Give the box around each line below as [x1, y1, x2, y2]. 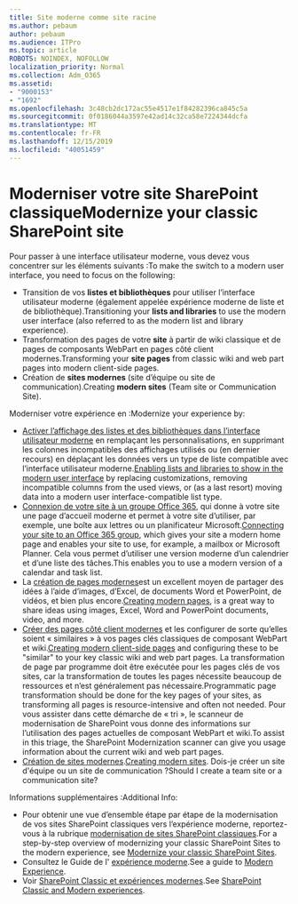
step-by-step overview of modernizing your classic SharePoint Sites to [21, 837, 281, 848]
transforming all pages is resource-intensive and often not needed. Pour [21, 699, 286, 709]
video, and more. [21, 614, 84, 625]
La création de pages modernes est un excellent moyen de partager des [21, 576, 284, 587]
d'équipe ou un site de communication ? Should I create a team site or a [21, 765, 282, 776]
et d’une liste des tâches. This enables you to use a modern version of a [21, 557, 283, 568]
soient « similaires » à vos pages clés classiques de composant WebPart [21, 633, 288, 644]
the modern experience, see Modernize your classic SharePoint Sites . [21, 846, 278, 858]
